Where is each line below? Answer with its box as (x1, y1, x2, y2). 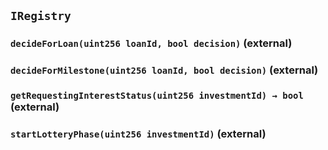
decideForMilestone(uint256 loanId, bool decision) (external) (10, 63, 319, 77)
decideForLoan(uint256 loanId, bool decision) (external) (10, 36, 293, 50)
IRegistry (10, 9, 72, 24)
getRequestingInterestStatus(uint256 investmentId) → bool (10, 90, 304, 102)
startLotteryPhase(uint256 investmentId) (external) (10, 127, 267, 141)
